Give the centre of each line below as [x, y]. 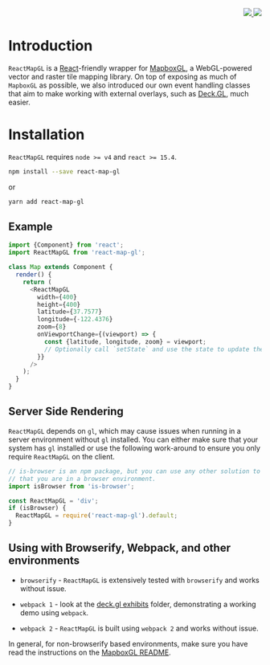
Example [31, 227]
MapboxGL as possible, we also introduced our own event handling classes [129, 85]
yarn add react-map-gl [46, 202]
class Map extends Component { [61, 267]
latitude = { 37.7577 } [70, 312]
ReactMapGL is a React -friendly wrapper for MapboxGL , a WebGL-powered [130, 67]
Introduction [51, 46]
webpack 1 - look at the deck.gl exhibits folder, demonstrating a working [138, 604]
